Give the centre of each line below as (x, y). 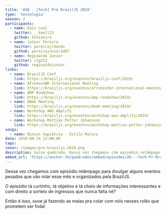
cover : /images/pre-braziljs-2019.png (45, 148)
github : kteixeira (33, 38)
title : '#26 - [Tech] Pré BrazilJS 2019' (48, 10)
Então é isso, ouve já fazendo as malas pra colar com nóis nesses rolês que (82, 201)
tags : (11, 143)
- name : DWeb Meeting (32, 102)
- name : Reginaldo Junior (36, 56)
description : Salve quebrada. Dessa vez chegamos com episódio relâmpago (83, 153)
